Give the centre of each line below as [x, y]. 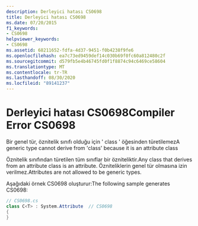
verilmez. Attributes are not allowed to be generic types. [74, 172]
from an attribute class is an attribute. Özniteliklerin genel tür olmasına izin [97, 165]
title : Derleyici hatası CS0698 [46, 17]
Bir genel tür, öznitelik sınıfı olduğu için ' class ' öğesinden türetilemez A [93, 141]
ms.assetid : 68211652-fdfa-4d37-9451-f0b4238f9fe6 [70, 50]
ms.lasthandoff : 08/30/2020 [41, 78]
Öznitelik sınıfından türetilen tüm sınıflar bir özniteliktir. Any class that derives [99, 159]
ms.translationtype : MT [36, 67]
